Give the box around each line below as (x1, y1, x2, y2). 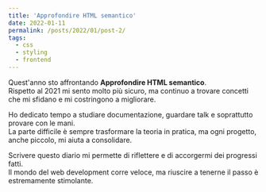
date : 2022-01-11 (8, 19, 66, 27)
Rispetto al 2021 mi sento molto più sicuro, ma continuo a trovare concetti (8, 86, 249, 95)
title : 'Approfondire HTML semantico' (8, 11, 137, 20)
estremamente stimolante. (8, 175, 94, 185)
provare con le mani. (8, 118, 75, 128)
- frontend (15, 56, 52, 64)
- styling (15, 48, 48, 56)
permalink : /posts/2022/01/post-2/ (8, 26, 126, 34)
